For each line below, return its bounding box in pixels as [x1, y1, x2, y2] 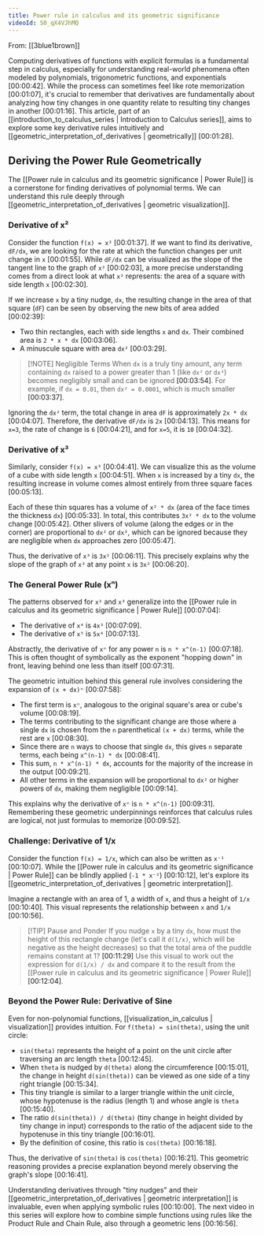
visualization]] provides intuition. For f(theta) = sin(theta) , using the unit [8, 1022, 250, 1031]
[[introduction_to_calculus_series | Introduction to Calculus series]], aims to [8, 114, 252, 124]
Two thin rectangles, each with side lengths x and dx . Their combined [19, 326, 244, 336]
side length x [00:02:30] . [8, 279, 89, 289]
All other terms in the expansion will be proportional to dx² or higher [19, 776, 240, 785]
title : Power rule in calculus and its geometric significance [8, 11, 220, 20]
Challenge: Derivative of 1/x [8, 836, 116, 847]
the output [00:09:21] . [19, 767, 91, 776]
